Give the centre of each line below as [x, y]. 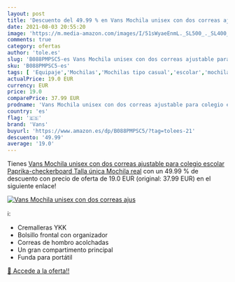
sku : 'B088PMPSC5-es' [39, 66]
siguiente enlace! [32, 186]
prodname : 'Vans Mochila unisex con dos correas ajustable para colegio [115, 105]
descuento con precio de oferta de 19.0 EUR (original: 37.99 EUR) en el [109, 178]
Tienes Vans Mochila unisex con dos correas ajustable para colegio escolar [116, 164]
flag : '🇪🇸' [24, 118]
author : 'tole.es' [34, 53]
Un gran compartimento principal [65, 250]
